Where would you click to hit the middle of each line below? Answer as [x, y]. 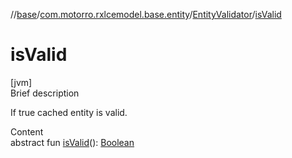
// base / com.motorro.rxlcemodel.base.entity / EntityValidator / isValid [146, 14]
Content [27, 131]
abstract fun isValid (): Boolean [72, 142]
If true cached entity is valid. [69, 112]
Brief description [45, 93]
